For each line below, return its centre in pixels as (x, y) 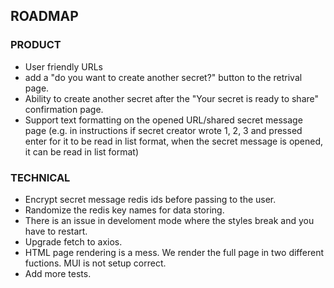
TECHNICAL (40, 177)
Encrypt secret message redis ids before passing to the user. (150, 199)
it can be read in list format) (82, 151)
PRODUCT (36, 45)
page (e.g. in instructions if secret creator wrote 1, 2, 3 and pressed (163, 130)
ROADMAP (44, 16)
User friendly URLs (63, 66)
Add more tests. (58, 273)
